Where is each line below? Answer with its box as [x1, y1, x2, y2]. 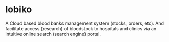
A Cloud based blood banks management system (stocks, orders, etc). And [5, 20, 164, 26]
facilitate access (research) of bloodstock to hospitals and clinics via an [5, 25, 157, 31]
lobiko [5, 4, 32, 15]
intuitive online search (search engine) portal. [5, 31, 101, 37]
